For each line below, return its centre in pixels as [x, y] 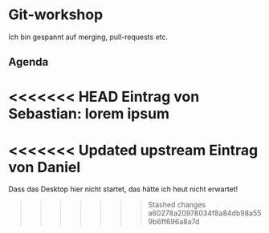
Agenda [29, 62]
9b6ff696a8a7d [174, 222]
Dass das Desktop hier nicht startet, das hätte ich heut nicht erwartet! [123, 189]
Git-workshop [56, 15]
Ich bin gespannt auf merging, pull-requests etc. [88, 37]
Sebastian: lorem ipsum [89, 113]
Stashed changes [177, 205]
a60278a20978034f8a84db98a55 [205, 213]
